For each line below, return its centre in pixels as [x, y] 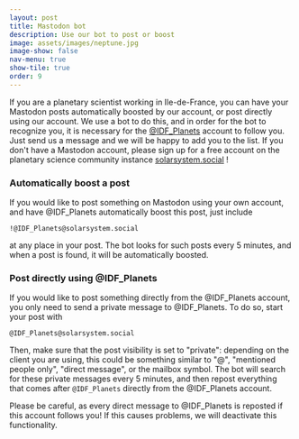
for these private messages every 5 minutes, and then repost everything [143, 379]
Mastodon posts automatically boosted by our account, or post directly [141, 111]
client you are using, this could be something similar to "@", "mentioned [143, 360]
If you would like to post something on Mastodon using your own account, [147, 203]
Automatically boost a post [70, 183]
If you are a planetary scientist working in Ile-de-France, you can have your [149, 102]
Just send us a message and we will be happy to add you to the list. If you [146, 140]
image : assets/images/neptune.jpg [74, 43]
